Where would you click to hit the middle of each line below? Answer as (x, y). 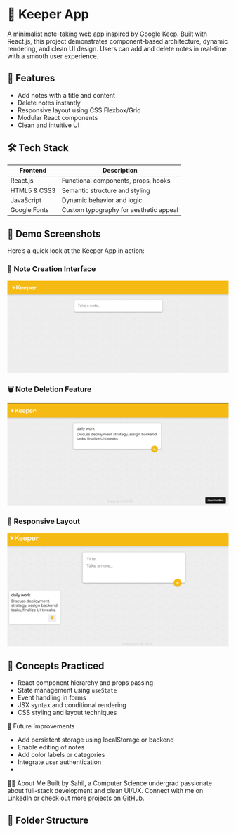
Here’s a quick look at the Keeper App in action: (76, 251)
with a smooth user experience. (53, 56)
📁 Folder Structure (48, 820)
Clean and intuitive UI (48, 125)
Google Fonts (29, 210)
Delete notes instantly (49, 103)
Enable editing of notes (51, 747)
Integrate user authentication (59, 762)
